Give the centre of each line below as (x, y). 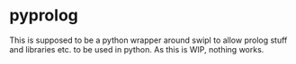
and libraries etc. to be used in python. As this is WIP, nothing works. (137, 49)
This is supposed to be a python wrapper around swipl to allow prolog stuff (148, 40)
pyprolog (44, 16)
